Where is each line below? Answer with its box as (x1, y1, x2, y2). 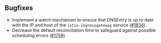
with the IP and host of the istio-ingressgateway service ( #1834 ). (11, 22, 147, 28)
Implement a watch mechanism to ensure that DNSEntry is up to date (11, 17, 154, 22)
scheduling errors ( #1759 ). (11, 32, 67, 38)
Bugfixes (4, 4, 33, 12)
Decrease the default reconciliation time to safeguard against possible (11, 27, 156, 33)
